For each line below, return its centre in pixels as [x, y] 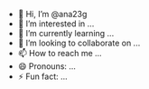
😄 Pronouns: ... [47, 66]
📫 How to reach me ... [60, 53]
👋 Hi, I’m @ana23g [52, 14]
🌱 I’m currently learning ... [66, 33]
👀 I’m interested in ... [56, 24]
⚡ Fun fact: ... [42, 76]
